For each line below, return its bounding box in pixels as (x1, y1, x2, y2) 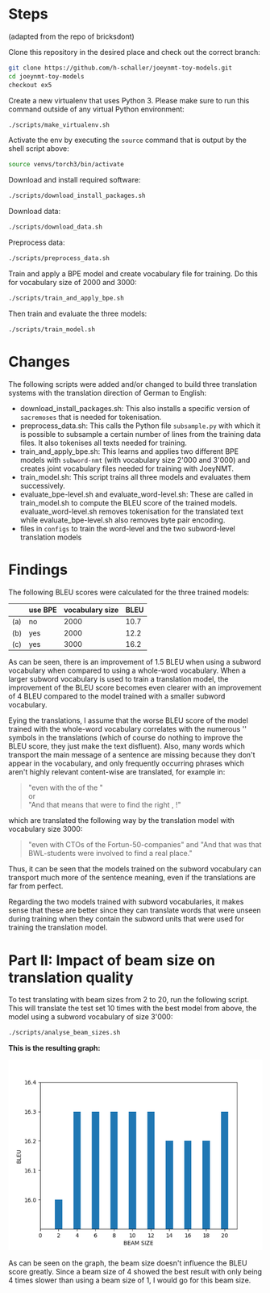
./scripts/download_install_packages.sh (8, 191, 147, 200)
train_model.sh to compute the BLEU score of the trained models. (19, 497, 238, 507)
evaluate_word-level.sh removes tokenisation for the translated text (19, 506, 243, 516)
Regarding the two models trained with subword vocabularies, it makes (8, 897, 244, 907)
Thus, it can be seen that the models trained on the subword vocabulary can (8, 864, 262, 874)
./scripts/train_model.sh (8, 325, 95, 334)
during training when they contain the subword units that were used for (8, 914, 244, 924)
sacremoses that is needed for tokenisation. (19, 412, 162, 422)
